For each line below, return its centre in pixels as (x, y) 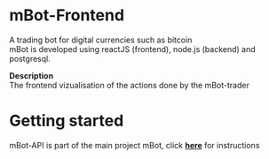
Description (32, 75)
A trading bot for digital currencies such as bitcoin (101, 40)
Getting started (67, 121)
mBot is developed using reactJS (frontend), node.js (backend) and (132, 49)
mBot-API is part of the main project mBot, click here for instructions (134, 145)
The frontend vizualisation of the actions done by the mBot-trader (130, 85)
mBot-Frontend (67, 15)
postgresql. (30, 58)
